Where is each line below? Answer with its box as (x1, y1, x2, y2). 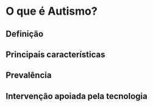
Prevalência (5, 70, 52, 81)
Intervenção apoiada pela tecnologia (5, 90, 148, 101)
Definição (5, 29, 44, 39)
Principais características (5, 49, 105, 59)
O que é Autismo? (5, 4, 98, 18)
